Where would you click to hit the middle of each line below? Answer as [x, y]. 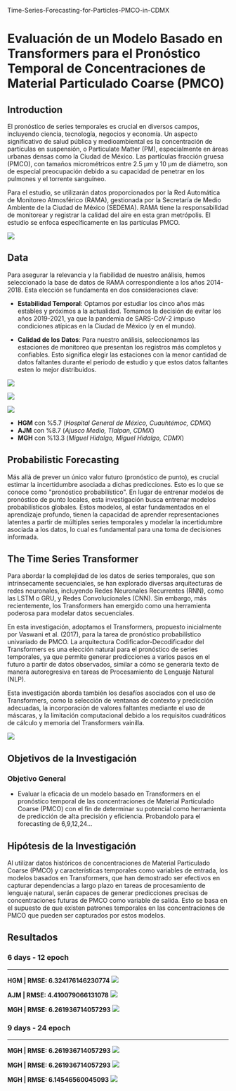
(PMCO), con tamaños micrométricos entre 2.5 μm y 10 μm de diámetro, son [118, 164]
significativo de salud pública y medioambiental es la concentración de [110, 141]
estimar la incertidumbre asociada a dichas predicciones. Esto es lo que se [116, 484]
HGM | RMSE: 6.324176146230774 [59, 980]
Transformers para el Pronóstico [104, 54]
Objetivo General [37, 778]
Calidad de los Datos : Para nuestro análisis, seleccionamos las [109, 339]
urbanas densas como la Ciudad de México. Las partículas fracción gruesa [116, 156]
